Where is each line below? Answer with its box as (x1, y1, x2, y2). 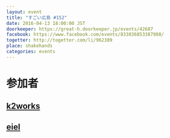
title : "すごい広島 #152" (6, 15, 67, 21)
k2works (6, 101, 41, 111)
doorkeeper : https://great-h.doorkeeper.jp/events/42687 (6, 26, 154, 32)
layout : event (6, 9, 42, 15)
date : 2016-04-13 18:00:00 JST (6, 20, 86, 26)
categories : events (6, 49, 56, 55)
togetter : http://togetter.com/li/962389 (6, 37, 113, 43)
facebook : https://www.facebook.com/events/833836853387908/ (6, 32, 165, 38)
